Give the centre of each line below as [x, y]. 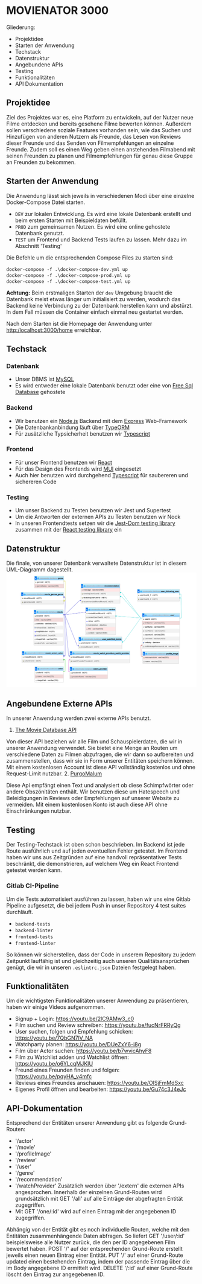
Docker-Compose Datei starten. [46, 202]
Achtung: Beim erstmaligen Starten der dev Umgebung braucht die [90, 293]
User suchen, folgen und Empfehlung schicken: [74, 1032]
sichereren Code [36, 482]
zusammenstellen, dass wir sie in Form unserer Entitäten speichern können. [100, 761]
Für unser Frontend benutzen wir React [64, 462]
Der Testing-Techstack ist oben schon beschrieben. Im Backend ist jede [96, 845]
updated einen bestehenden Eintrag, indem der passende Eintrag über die [98, 1262]
